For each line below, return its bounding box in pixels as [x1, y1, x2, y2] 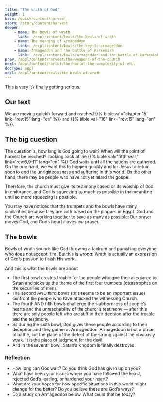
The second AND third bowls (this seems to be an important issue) [12, 291, 146, 296]
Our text [5, 98, 31, 106]
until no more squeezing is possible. [5, 194, 77, 200]
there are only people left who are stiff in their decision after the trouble [12, 311, 155, 317]
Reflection [5, 354, 30, 361]
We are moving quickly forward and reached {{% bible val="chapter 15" [5, 110, 148, 117]
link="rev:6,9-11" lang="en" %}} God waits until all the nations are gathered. [5, 159, 157, 164]
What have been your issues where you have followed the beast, [12, 370, 142, 376]
